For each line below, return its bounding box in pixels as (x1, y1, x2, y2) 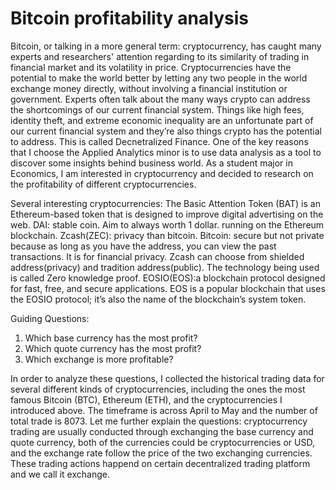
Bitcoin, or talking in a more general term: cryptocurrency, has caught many (10, 40, 322, 52)
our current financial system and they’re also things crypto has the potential (10, 125, 322, 137)
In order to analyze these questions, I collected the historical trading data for (10, 372, 325, 384)
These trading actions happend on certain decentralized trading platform (10, 457, 311, 469)
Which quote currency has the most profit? (24, 342, 202, 354)
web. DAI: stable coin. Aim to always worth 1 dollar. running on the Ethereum (10, 218, 325, 231)
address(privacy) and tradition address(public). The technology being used (10, 261, 320, 273)
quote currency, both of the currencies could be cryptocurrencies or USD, (10, 436, 315, 448)
